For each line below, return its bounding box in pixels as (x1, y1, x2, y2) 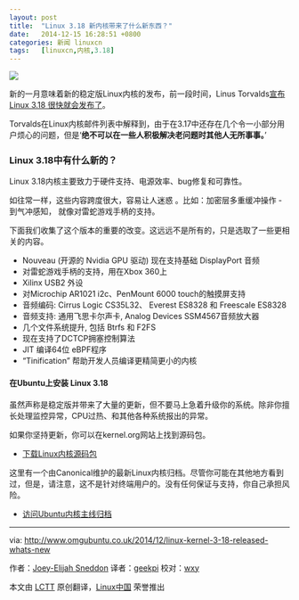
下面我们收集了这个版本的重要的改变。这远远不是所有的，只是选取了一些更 (9, 225, 282, 236)
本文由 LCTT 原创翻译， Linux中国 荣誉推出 (9, 581, 166, 592)
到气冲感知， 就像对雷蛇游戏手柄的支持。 (9, 206, 160, 217)
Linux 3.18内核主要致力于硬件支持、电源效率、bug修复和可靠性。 (9, 176, 247, 187)
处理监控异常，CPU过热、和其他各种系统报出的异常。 (16, 410, 214, 421)
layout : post (9, 12, 58, 22)
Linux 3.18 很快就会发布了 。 (9, 100, 110, 111)
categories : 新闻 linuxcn (9, 37, 102, 47)
